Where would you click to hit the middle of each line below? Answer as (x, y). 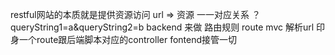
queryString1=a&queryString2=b (77, 27)
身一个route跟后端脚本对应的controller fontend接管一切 (124, 39)
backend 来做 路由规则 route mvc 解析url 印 (236, 27)
